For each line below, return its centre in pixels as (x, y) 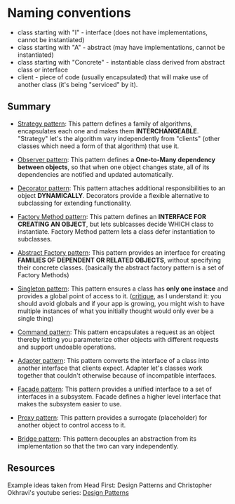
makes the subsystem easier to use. (69, 404)
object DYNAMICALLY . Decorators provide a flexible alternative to (113, 195)
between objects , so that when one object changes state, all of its (113, 167)
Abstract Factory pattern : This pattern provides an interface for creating (121, 252)
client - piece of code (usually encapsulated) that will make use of (113, 77)
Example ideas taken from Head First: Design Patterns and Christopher (110, 485)
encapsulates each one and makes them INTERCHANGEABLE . (108, 131)
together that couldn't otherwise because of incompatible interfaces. (117, 375)
